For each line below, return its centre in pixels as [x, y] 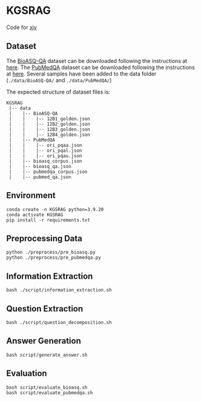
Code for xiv [22, 27]
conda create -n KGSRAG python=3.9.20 [55, 209]
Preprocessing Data [44, 238]
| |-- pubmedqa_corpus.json [48, 172]
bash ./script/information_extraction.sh [59, 290]
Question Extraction [45, 309]
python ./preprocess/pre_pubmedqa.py [54, 258]
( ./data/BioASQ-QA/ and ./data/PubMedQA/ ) [59, 80]
